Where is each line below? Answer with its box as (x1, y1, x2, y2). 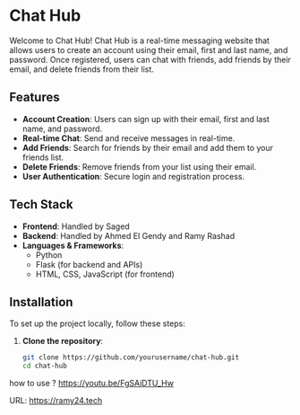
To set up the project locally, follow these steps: (9, 318, 186, 329)
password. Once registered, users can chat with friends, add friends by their (9, 54, 291, 65)
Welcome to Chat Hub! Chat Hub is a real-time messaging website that (9, 35, 270, 46)
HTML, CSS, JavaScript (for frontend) (35, 269, 175, 279)
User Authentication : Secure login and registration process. (21, 171, 244, 181)
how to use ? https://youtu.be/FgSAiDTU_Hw (9, 378, 175, 389)
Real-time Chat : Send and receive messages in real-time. (21, 132, 236, 144)
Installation (9, 294, 73, 310)
